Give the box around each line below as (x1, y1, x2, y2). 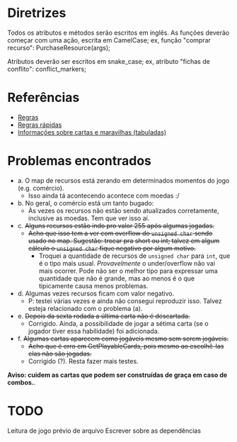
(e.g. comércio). (17, 183, 65, 192)
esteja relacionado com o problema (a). (28, 304, 143, 312)
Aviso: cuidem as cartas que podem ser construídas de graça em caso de (7, 370, 228, 379)
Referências (7, 90, 80, 106)
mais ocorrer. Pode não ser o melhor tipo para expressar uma (38, 266, 218, 275)
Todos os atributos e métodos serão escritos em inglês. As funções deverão (7, 28, 230, 37)
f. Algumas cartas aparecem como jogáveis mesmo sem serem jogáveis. (17, 334, 229, 343)
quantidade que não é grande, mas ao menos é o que (38, 274, 195, 283)
